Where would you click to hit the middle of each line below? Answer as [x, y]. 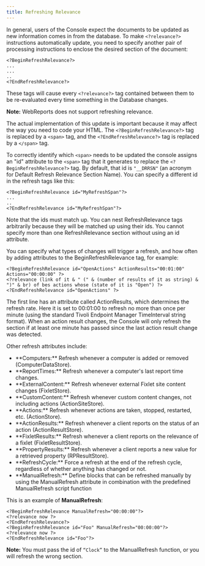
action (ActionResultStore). [49, 429]
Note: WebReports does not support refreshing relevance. [80, 112]
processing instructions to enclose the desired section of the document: [97, 49]
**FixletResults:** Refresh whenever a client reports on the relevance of [107, 436]
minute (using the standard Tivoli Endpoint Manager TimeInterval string [96, 315]
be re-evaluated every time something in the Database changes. [87, 99]
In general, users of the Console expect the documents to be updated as [98, 29]
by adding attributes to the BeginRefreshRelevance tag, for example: [92, 258]
